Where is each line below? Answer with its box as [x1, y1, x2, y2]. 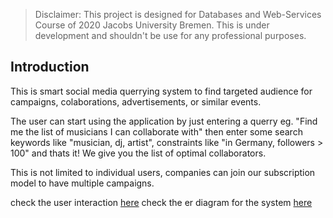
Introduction [10, 59, 90, 76]
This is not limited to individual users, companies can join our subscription [10, 166, 316, 178]
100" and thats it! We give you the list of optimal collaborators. [10, 147, 267, 159]
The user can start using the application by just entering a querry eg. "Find [10, 115, 318, 127]
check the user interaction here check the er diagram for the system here [10, 196, 313, 208]
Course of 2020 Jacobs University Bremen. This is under [34, 19, 270, 31]
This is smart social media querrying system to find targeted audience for [10, 85, 313, 97]
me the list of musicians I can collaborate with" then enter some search [10, 125, 303, 138]
